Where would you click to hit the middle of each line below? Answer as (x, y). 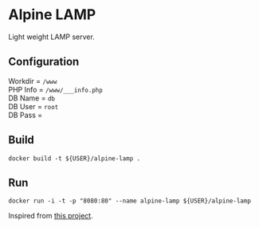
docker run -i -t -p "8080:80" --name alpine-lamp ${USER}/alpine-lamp (129, 201)
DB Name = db (32, 98)
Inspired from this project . (51, 216)
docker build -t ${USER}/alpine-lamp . (75, 158)
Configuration (44, 62)
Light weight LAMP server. (52, 37)
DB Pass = (25, 115)
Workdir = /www (33, 81)
